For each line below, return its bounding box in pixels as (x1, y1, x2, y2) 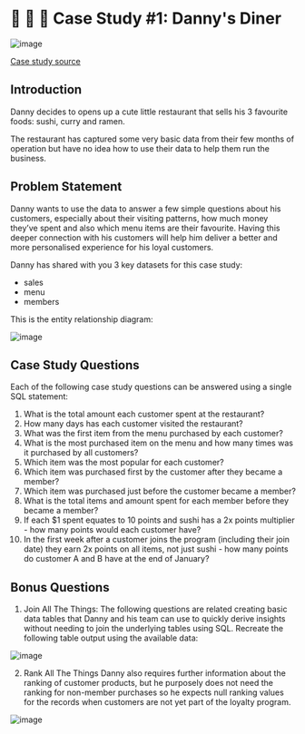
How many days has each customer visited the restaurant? (23, 418, 243, 429)
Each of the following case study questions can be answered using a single (10, 381, 292, 393)
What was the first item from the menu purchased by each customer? (23, 428, 284, 439)
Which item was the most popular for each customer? (23, 457, 225, 468)
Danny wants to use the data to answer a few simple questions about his (10, 203, 281, 214)
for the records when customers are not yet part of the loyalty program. (23, 697, 291, 708)
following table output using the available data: (23, 632, 199, 643)
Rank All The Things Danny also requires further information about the (23, 668, 287, 679)
